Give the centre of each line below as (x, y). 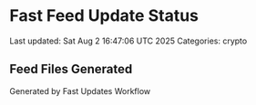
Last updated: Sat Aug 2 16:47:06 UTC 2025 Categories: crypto (128, 41)
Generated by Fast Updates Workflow (80, 91)
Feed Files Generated (71, 69)
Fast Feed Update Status (104, 16)
